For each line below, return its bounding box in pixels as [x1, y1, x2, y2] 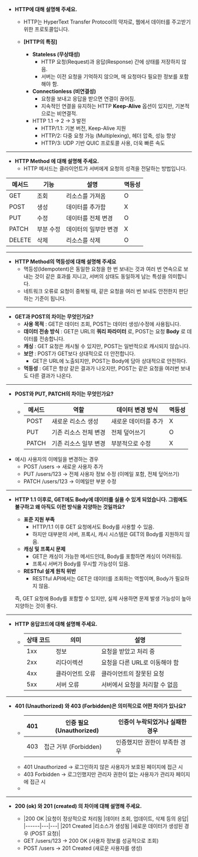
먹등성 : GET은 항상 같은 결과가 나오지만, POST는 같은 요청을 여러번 [23, 365, 180, 372]
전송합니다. [39, 335, 65, 342]
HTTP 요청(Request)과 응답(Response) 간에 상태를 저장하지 [41, 59, 181, 65]
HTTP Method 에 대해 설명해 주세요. [14, 158, 99, 164]
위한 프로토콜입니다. [23, 26, 70, 33]
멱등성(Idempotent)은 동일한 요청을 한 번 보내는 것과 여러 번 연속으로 [23, 265, 183, 272]
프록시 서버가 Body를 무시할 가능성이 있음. [32, 560, 130, 567]
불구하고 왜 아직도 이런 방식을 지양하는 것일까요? [14, 504, 126, 510]
